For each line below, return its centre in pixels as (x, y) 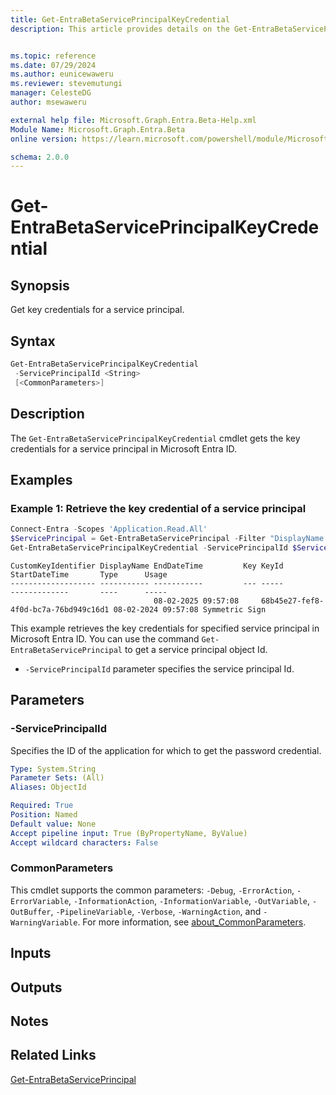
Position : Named (44, 815)
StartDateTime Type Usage (89, 574)
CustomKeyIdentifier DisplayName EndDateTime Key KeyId (147, 566)
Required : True (42, 806)
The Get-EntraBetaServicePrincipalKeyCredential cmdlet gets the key (155, 438)
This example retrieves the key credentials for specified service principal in (165, 628)
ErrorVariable (40, 901)
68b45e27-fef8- (292, 601)
